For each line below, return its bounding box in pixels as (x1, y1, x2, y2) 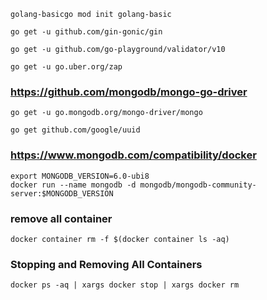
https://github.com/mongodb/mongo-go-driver (10, 85, 248, 99)
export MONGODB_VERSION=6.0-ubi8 (10, 171, 150, 181)
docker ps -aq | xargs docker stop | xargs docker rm (10, 280, 240, 290)
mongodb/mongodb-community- (139, 180, 257, 190)
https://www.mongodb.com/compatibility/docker (10, 148, 257, 162)
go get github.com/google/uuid (10, 125, 141, 135)
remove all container (10, 211, 113, 225)
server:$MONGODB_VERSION (10, 188, 114, 199)
